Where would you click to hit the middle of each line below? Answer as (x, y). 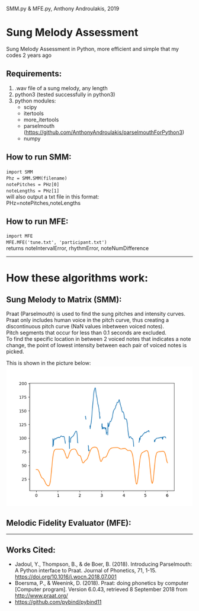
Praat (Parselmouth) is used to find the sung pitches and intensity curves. (96, 314)
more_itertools (41, 119)
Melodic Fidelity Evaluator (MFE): (69, 523)
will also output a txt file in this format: (53, 196)
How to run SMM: (39, 157)
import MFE (20, 236)
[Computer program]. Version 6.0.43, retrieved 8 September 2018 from (101, 589)
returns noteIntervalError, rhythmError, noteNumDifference (78, 248)
